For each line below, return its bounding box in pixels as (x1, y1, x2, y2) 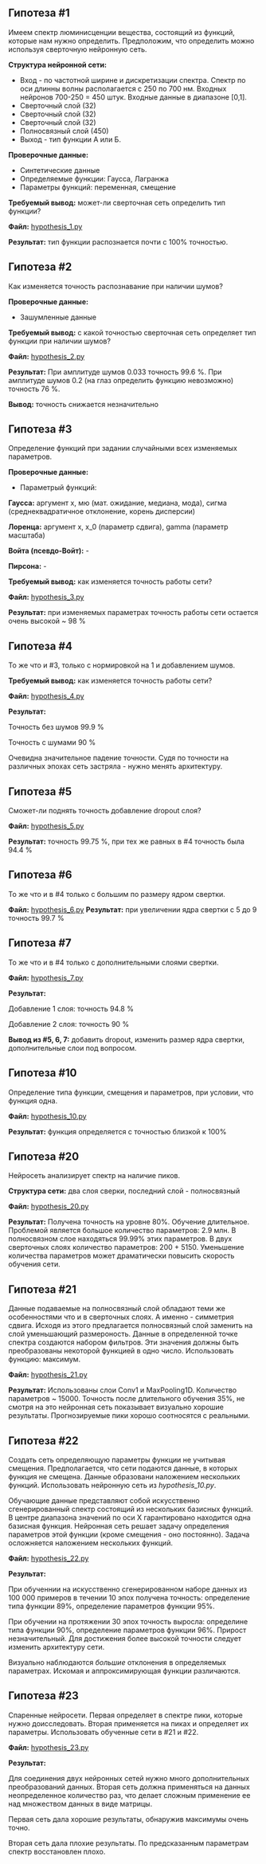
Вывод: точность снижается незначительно (8, 399, 159, 409)
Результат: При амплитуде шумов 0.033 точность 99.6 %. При (8, 366, 222, 377)
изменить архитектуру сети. (8, 1642, 105, 1651)
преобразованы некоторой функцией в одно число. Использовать (8, 1346, 234, 1356)
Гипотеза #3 (8, 422, 72, 437)
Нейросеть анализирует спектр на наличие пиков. (8, 1171, 181, 1181)
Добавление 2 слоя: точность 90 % (8, 1019, 130, 1028)
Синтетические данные (19, 165, 100, 174)
